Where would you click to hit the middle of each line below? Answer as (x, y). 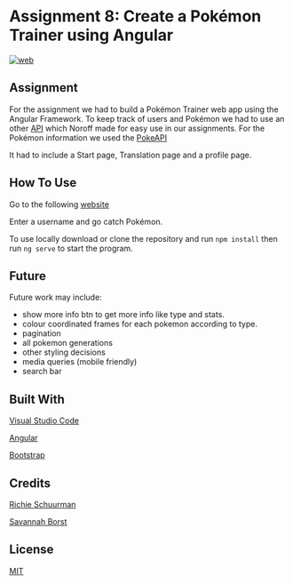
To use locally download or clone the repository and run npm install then (143, 238)
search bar (42, 372)
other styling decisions (64, 352)
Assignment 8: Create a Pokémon (135, 16)
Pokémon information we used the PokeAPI (88, 137)
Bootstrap (28, 455)
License (32, 550)
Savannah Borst (38, 521)
